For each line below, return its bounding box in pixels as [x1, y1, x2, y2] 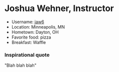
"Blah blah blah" [4, 62, 37, 68]
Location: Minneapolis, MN [11, 24, 65, 29]
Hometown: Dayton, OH [11, 29, 59, 35]
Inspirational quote [4, 51, 50, 58]
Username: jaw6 [11, 19, 44, 25]
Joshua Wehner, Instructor [4, 3, 114, 14]
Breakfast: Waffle [11, 39, 46, 45]
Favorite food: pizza [11, 34, 52, 40]
